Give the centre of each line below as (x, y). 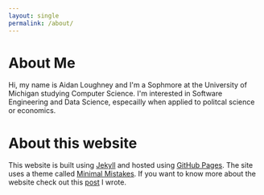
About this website (73, 143)
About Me (42, 63)
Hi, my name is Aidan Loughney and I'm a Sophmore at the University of (128, 85)
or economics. (32, 111)
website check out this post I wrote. (68, 182)
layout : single (34, 16)
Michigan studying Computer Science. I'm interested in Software (115, 94)
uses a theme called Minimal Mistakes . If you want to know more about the (132, 174)
